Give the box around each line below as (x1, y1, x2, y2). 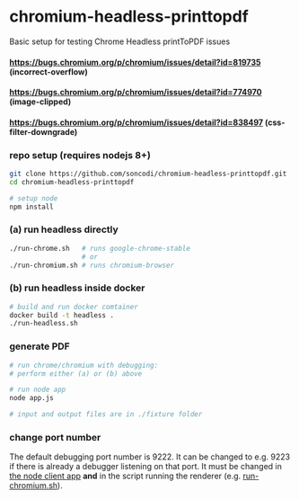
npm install (9, 202, 54, 211)
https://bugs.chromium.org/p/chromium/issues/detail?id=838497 (9, 117, 263, 128)
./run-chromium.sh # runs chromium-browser (9, 261, 175, 270)
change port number (9, 431, 101, 443)
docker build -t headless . (9, 310, 115, 320)
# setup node (9, 193, 58, 203)
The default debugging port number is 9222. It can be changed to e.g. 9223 (9, 451, 290, 462)
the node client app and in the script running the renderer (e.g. (9, 470, 242, 482)
